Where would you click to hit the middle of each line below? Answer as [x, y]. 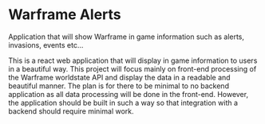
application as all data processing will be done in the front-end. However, [129, 94]
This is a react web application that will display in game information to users [133, 60]
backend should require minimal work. [71, 111]
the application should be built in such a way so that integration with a [123, 103]
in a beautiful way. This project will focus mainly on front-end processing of [132, 68]
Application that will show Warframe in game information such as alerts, [127, 37]
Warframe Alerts [65, 15]
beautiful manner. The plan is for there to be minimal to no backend [119, 86]
